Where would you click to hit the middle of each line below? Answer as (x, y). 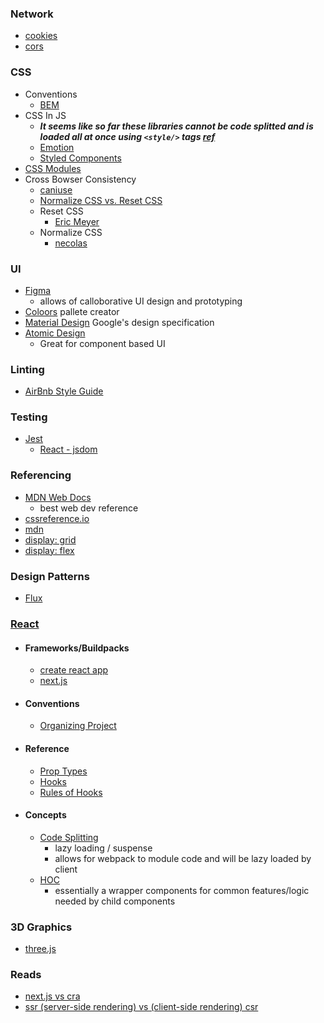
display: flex (49, 550)
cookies (41, 36)
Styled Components (80, 158)
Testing (29, 417)
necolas (71, 243)
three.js (40, 949)
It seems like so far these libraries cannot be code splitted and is (176, 126)
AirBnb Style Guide (64, 391)
